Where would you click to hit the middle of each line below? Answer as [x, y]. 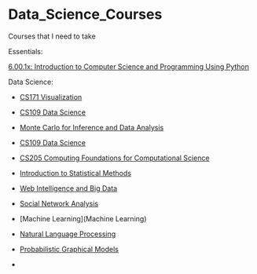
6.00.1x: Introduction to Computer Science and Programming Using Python [128, 66]
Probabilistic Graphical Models [69, 249]
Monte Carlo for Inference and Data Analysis [92, 127]
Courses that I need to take [52, 36]
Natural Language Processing [68, 234]
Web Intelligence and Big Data [68, 188]
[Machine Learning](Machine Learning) [83, 218]
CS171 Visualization [51, 97]
